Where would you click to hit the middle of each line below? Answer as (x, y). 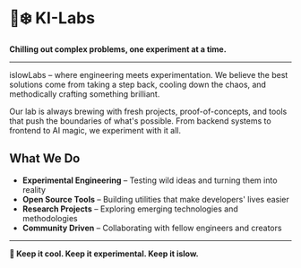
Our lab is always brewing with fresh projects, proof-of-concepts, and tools (148, 111)
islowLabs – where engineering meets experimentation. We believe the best (149, 74)
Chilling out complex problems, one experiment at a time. (118, 49)
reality (34, 189)
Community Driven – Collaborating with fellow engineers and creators (152, 228)
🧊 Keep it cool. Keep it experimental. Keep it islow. (104, 254)
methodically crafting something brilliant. (85, 94)
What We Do (45, 159)
